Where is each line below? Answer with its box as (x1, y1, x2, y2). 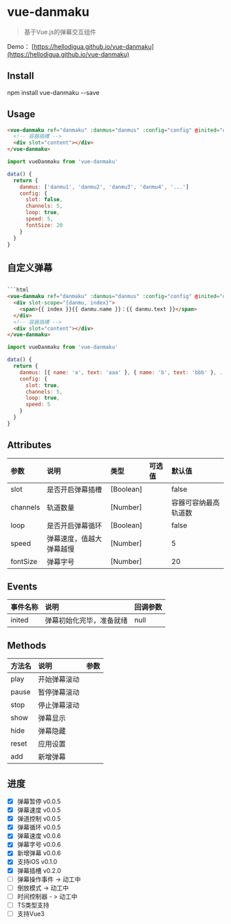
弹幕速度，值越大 (47, 534, 102, 543)
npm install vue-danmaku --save (7, 88, 100, 96)
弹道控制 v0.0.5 (16, 815, 61, 823)
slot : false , (25, 196, 63, 203)
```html (7, 286, 30, 293)
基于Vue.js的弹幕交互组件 (23, 28, 96, 36)
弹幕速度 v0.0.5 (16, 806, 61, 815)
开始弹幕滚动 (38, 675, 80, 684)
